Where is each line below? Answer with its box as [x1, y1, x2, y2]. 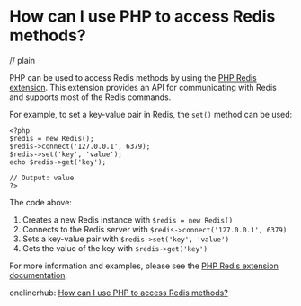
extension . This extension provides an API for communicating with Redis [9, 82, 277, 92]
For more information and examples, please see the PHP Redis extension [9, 260, 279, 271]
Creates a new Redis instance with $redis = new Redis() [22, 214, 234, 225]
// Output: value [9, 173, 75, 182]
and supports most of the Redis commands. [9, 92, 172, 102]
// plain [9, 55, 36, 66]
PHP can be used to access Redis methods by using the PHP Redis [9, 72, 258, 83]
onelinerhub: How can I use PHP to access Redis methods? [9, 287, 229, 298]
